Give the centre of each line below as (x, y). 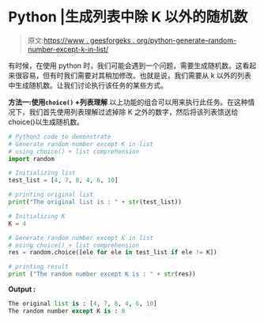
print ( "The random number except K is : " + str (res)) (102, 274)
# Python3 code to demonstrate (60, 137)
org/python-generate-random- (187, 40)
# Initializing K (37, 216)
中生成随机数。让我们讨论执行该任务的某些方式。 (88, 85)
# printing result (38, 267)
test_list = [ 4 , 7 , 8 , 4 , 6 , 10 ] (63, 180)
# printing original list (51, 195)
